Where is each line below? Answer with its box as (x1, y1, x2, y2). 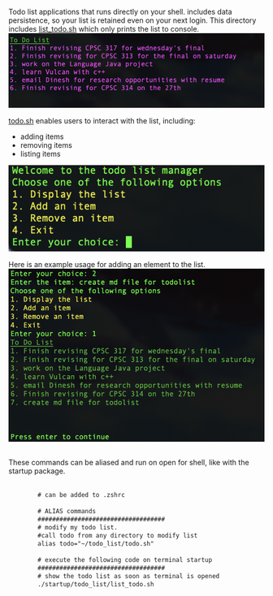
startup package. (8, 466, 66, 476)
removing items (19, 140, 73, 149)
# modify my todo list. (37, 524, 118, 532)
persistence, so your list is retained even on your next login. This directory (8, 15, 257, 25)
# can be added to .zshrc (37, 491, 126, 499)
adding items (19, 132, 64, 141)
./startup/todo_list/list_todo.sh (37, 581, 154, 589)
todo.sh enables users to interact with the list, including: (8, 115, 196, 125)
